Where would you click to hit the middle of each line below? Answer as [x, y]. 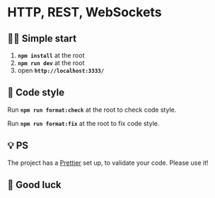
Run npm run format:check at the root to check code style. [92, 110]
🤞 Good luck [34, 185]
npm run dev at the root [51, 63]
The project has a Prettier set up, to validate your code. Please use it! [108, 163]
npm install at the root [51, 55]
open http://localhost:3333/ [61, 70]
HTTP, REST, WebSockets [85, 12]
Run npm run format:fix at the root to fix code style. [83, 123]
